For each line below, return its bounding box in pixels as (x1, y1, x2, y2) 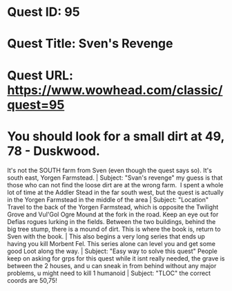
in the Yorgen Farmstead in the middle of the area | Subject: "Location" (7, 195, 209, 204)
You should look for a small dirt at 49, (7, 129, 224, 144)
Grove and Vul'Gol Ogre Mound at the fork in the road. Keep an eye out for (7, 210, 219, 218)
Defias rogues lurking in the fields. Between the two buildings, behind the (7, 217, 216, 225)
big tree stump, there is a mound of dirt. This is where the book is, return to (7, 225, 221, 233)
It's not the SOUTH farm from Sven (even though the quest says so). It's (7, 166, 213, 174)
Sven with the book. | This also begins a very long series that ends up (7, 232, 206, 241)
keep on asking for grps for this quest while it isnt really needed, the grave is (7, 254, 225, 263)
